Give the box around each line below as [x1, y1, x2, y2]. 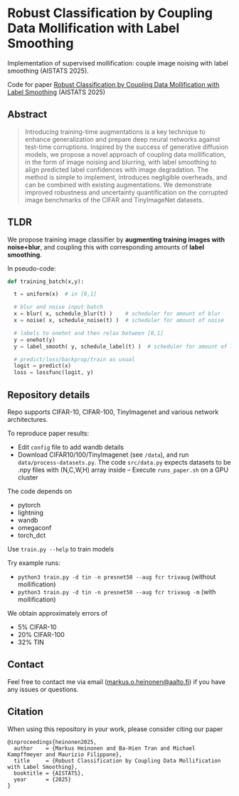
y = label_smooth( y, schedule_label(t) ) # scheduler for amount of [14, 343, 228, 350]
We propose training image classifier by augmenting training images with [7, 235, 225, 244]
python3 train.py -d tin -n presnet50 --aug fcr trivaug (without [17, 572, 216, 581]
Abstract [7, 108, 48, 120]
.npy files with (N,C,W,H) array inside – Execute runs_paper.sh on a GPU [17, 465, 229, 474]
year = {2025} [14, 775, 72, 783]
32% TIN [17, 638, 45, 646]
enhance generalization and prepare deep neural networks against [24, 135, 221, 143]
